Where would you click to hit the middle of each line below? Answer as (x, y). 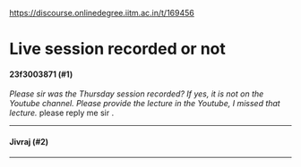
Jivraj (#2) (29, 141)
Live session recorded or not (117, 49)
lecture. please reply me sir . (62, 113)
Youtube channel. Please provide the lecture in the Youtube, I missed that (145, 104)
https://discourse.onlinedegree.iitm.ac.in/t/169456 (102, 13)
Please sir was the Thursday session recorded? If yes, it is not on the (137, 94)
